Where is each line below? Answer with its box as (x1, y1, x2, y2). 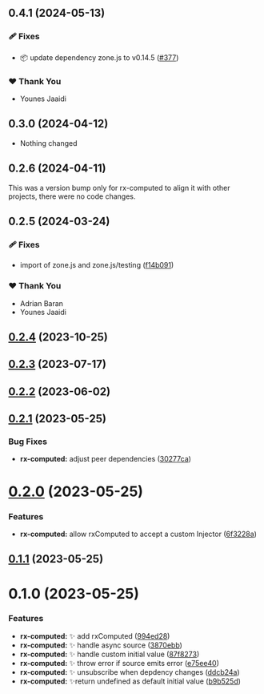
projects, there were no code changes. (8, 192, 136, 201)
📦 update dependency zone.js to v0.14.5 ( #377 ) (19, 52, 179, 63)
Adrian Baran (19, 298, 64, 308)
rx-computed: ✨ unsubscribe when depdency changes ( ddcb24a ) (19, 667, 240, 676)
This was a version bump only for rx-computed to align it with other (8, 183, 230, 192)
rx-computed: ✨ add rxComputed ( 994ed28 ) (19, 631, 170, 640)
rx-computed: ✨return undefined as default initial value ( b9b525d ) (19, 676, 242, 686)
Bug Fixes (8, 436, 48, 447)
